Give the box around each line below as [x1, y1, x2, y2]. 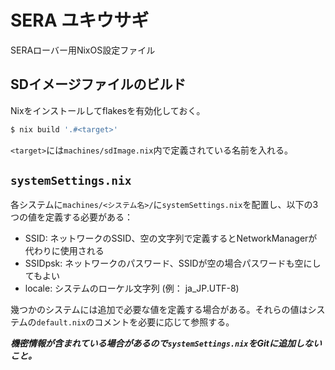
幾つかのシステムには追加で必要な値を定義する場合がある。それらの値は [10, 304, 308, 316]
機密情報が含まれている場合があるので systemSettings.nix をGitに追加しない [10, 337, 322, 350]
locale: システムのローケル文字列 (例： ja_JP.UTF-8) [24, 282, 240, 295]
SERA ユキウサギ [10, 9, 150, 32]
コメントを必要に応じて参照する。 [94, 316, 235, 328]
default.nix [36, 318, 87, 328]
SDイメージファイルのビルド [10, 76, 187, 93]
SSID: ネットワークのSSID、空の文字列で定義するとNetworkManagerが [24, 232, 318, 245]
